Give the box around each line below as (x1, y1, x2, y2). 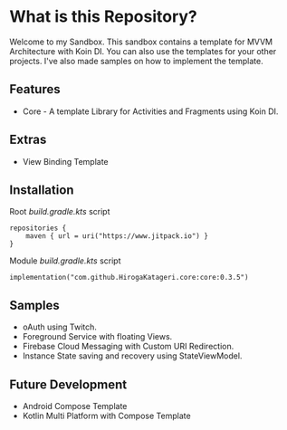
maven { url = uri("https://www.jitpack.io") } (25, 232, 208, 241)
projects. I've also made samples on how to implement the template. (9, 55, 264, 66)
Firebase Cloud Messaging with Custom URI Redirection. (22, 341, 234, 352)
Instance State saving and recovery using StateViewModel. (22, 350, 243, 361)
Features (9, 81, 61, 97)
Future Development (9, 377, 128, 392)
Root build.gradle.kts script (9, 206, 110, 217)
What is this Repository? (9, 6, 197, 27)
